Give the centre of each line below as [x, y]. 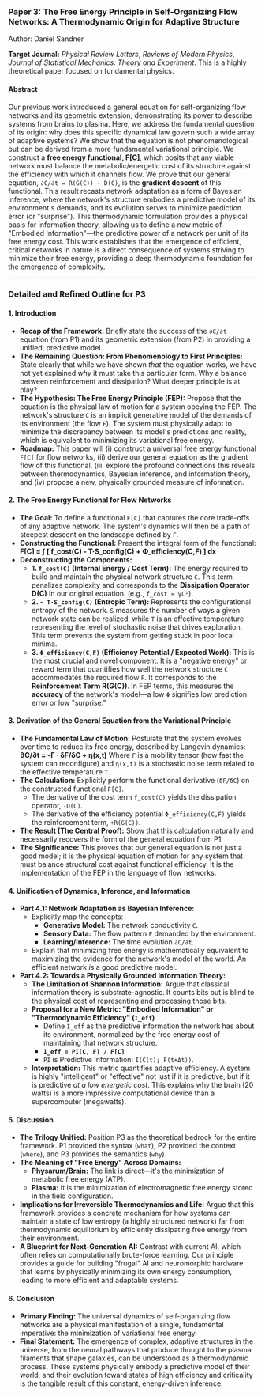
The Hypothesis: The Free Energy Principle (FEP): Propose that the [130, 398]
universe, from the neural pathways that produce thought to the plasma [136, 1349]
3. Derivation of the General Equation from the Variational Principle [119, 721]
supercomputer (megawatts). [79, 1102]
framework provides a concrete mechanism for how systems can [125, 1213]
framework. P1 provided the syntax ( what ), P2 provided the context [128, 1146]
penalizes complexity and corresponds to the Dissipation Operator [140, 585]
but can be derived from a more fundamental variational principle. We [121, 149]
